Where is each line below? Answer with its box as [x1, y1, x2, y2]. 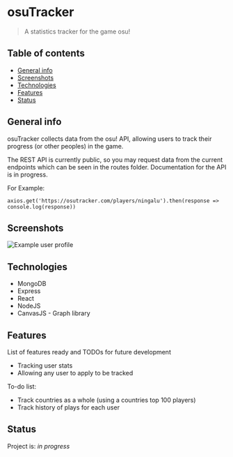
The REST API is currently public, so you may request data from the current [7, 155, 223, 164]
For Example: [7, 183, 45, 192]
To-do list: [7, 382, 37, 391]
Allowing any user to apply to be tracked [17, 369, 134, 377]
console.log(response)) [7, 203, 77, 210]
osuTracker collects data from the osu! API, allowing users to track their [7, 134, 212, 143]
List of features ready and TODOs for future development [7, 348, 172, 356]
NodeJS [17, 301, 41, 310]
